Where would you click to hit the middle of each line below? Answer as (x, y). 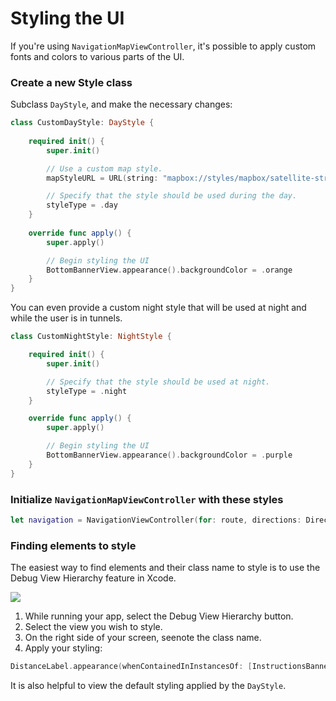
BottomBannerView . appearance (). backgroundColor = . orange (169, 270)
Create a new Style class (71, 82)
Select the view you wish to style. (93, 627)
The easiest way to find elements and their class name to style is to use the (165, 568)
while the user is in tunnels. (66, 318)
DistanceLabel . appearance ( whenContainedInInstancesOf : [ (131, 667)
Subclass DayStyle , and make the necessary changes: (121, 104)
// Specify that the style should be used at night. (158, 382)
